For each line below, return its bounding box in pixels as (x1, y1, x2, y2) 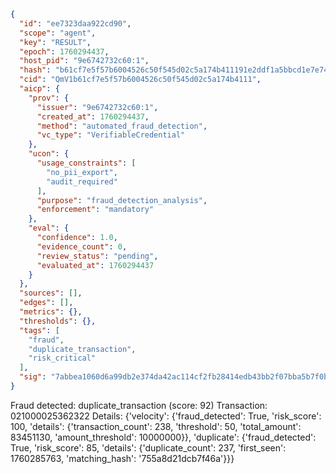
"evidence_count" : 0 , (36, 241, 128, 252)
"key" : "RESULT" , (19, 37, 92, 47)
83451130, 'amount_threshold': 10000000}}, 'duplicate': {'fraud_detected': (10, 431, 317, 443)
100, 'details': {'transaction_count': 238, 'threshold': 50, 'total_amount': (10, 420, 302, 432)
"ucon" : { (28, 149, 70, 159)
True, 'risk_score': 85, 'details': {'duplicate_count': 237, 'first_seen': (10, 441, 287, 454)
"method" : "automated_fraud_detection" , (36, 121, 208, 131)
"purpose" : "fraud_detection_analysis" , (36, 195, 208, 205)
